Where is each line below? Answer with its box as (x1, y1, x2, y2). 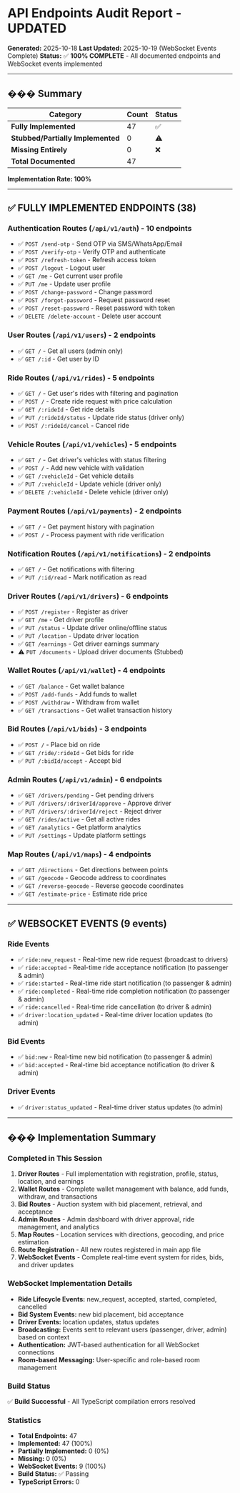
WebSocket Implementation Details (7, 1279, 133, 1289)
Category (49, 109, 82, 119)
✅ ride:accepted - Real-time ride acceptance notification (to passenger (17, 963, 229, 972)
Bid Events (7, 1037, 45, 1047)
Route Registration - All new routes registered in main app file (17, 1245, 201, 1254)
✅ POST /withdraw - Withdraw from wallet (17, 698, 139, 706)
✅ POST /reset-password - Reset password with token (17, 304, 175, 312)
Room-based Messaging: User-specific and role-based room (17, 1355, 200, 1364)
